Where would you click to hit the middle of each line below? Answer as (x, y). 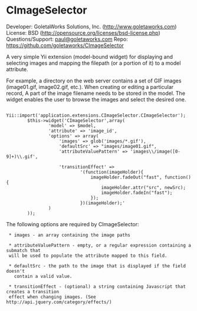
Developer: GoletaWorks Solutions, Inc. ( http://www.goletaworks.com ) (91, 27)
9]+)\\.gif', (22, 157)
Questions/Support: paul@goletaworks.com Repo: (67, 39)
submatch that (24, 250)
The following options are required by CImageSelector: (73, 224)
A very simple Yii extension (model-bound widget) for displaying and (89, 57)
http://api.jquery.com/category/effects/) (59, 302)
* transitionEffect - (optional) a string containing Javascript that (97, 286)
